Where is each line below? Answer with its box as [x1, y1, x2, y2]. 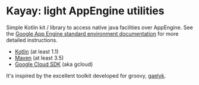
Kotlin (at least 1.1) [14, 48, 59, 55]
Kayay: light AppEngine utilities [6, 4, 165, 18]
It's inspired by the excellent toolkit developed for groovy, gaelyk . [6, 72, 166, 79]
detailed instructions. [6, 36, 58, 43]
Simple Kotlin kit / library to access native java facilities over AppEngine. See [6, 24, 193, 31]
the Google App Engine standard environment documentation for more [6, 30, 179, 37]
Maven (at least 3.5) [14, 54, 64, 61]
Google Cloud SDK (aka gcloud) [14, 61, 93, 68]
